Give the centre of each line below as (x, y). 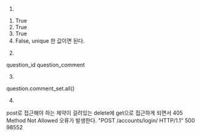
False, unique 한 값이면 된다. (50, 41)
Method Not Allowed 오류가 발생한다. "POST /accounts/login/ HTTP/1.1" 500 (101, 120)
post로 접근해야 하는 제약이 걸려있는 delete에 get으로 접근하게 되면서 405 (95, 113)
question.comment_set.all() (41, 88)
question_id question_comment (46, 65)
